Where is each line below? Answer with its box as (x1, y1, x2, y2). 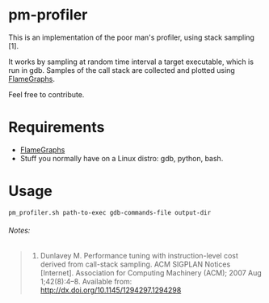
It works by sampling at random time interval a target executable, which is (8, 57, 254, 66)
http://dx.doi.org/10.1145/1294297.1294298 (40, 285, 182, 295)
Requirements (8, 118, 105, 137)
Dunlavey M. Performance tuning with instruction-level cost (40, 251, 238, 261)
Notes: (8, 225, 31, 236)
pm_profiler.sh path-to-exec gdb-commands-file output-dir (8, 208, 212, 216)
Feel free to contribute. (8, 89, 85, 99)
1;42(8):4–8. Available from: (40, 277, 132, 287)
